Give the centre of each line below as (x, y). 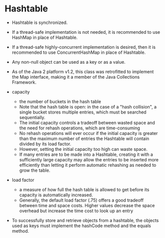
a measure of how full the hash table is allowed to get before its (84, 189)
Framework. (24, 82)
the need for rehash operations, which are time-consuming (80, 128)
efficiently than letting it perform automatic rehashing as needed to (88, 165)
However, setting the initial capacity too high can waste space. (83, 149)
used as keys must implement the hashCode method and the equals (81, 226)
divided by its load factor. (45, 144)
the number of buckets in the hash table (60, 101)
